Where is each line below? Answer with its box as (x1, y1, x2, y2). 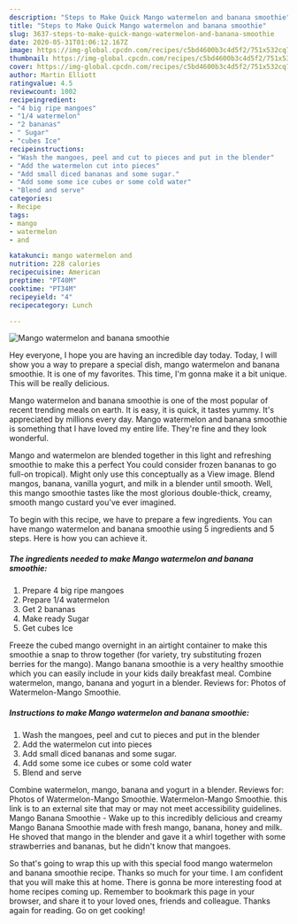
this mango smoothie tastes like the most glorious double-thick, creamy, (9, 488, 272, 499)
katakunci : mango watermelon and (9, 252, 133, 260)
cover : (9, 63, 34, 72)
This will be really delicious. (9, 378, 110, 389)
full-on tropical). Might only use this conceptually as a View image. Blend (9, 469, 276, 479)
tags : (9, 210, 29, 220)
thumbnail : (9, 54, 49, 63)
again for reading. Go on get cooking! (9, 905, 146, 916)
